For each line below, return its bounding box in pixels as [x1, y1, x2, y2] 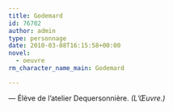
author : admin [8, 27, 57, 35]
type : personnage [8, 34, 67, 43]
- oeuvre [15, 57, 45, 65]
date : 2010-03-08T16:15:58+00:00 [8, 42, 121, 50]
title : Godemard [8, 11, 63, 20]
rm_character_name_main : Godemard [8, 64, 125, 72]
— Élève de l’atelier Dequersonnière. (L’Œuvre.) [8, 93, 166, 103]
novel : [8, 49, 31, 57]
